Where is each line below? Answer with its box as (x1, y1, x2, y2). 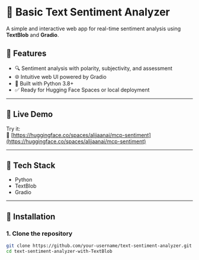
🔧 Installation (6, 211, 56, 221)
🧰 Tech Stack (6, 160, 56, 170)
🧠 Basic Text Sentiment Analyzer (6, 5, 171, 19)
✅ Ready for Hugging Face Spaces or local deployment (14, 86, 150, 93)
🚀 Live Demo (6, 109, 53, 119)
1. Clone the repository (6, 229, 73, 237)
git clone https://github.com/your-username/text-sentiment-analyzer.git (6, 243, 192, 249)
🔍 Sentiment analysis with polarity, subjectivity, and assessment (14, 65, 173, 72)
